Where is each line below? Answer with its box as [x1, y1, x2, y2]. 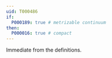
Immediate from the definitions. [6, 46, 82, 53]
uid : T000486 [6, 8, 38, 15]
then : [6, 25, 19, 31]
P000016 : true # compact [11, 30, 72, 36]
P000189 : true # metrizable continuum [11, 19, 107, 25]
